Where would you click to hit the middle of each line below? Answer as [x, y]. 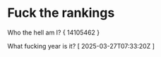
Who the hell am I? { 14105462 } [54, 32]
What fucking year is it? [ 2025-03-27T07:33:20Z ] [81, 46]
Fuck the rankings [61, 13]
